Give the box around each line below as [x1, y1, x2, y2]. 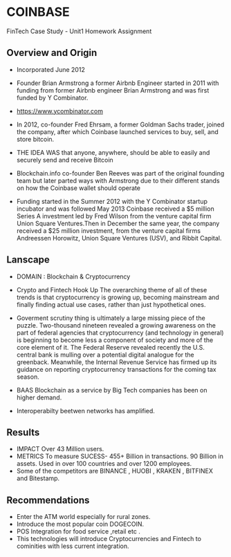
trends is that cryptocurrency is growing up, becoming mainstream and [16, 293, 219, 301]
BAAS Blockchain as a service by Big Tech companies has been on [16, 386, 207, 394]
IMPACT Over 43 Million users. [16, 445, 104, 453]
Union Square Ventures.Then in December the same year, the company [16, 219, 220, 227]
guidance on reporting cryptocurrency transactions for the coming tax [16, 365, 216, 373]
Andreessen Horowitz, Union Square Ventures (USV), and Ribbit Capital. [16, 234, 222, 242]
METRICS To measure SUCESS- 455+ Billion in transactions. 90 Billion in [16, 452, 224, 460]
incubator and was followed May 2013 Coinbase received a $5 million [16, 205, 215, 213]
